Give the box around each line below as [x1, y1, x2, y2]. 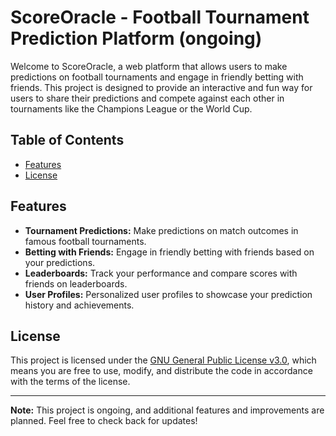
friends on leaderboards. [24, 277, 128, 290]
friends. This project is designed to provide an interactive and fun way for [10, 81, 313, 93]
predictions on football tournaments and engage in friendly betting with [10, 71, 304, 83]
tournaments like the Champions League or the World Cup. [10, 102, 253, 115]
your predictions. [24, 256, 96, 268]
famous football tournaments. [24, 235, 147, 247]
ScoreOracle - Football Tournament [10, 6, 310, 29]
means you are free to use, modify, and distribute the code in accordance [10, 365, 313, 377]
